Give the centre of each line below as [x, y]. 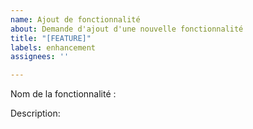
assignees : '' [40, 57]
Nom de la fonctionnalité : [63, 94]
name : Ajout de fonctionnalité [75, 19]
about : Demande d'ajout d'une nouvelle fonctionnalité [127, 29]
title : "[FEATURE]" [51, 38]
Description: [35, 113]
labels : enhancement [53, 47]
